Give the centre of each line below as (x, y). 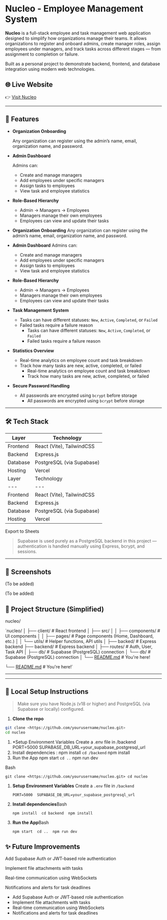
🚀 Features (22, 119)
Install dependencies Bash (40, 804)
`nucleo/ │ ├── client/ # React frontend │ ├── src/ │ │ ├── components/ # (83, 631)
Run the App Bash (31, 822)
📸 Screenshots (28, 572)
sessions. (27, 552)
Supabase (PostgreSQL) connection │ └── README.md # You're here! (78, 657)
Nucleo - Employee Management (74, 9)
